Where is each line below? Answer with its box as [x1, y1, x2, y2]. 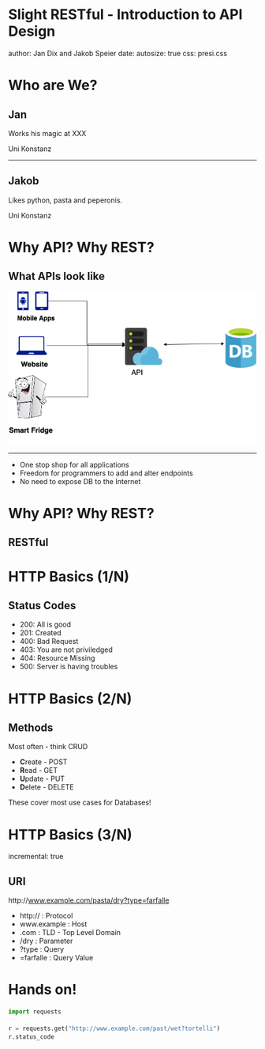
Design [8, 22, 56, 40]
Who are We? [8, 77, 98, 94]
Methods [8, 721, 54, 734]
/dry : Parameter [19, 936, 73, 946]
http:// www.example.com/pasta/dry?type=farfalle [8, 896, 170, 905]
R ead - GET [19, 766, 58, 775]
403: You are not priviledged [19, 645, 113, 654]
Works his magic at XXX [8, 128, 87, 138]
